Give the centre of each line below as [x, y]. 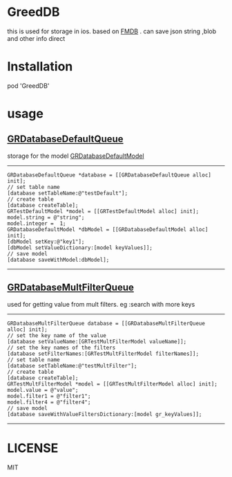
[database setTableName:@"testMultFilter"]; [72, 366]
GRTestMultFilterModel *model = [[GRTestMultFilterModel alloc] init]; [112, 384]
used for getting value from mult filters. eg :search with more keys [101, 304]
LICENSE [33, 448]
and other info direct [36, 38]
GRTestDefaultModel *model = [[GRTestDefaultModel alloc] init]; [103, 211]
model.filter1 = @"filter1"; [49, 396]
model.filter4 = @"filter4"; [49, 402]
